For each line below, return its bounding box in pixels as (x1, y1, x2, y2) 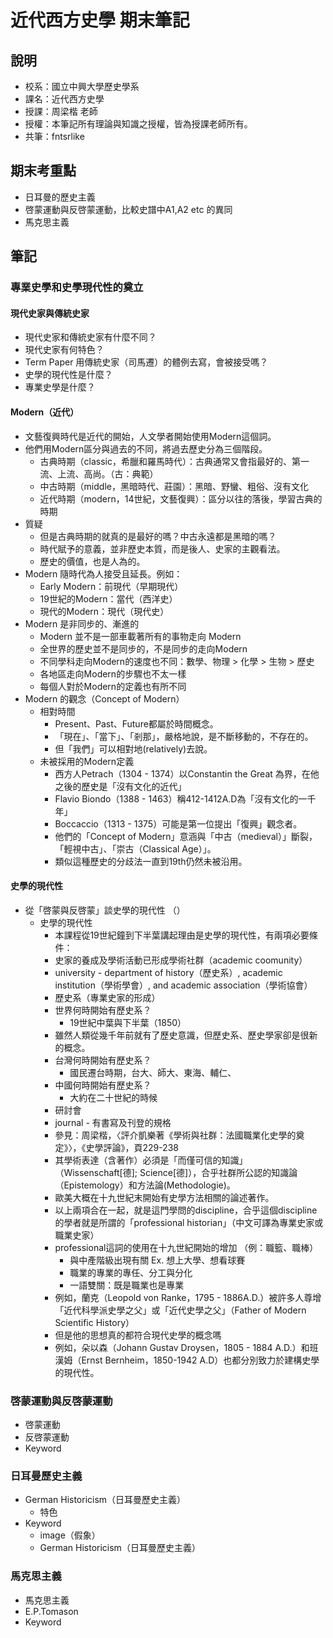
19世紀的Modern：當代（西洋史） (39, 592, 178, 605)
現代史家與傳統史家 (10, 307, 90, 319)
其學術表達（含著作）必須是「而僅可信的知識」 (54, 1154, 248, 1166)
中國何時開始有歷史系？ (54, 1079, 152, 1091)
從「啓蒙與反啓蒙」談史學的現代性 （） (24, 904, 186, 916)
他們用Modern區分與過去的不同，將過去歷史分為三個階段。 (24, 442, 268, 455)
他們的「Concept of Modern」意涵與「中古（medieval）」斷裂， (54, 830, 318, 842)
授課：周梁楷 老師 (24, 106, 98, 117)
